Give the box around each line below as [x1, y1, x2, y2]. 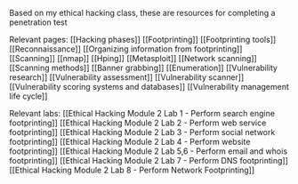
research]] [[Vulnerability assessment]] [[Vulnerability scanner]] [9, 72, 245, 83]
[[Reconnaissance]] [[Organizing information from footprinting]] [9, 44, 243, 54]
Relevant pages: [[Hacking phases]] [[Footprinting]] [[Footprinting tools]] [9, 35, 277, 44]
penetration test [9, 17, 68, 28]
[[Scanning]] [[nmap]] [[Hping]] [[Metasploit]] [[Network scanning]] [9, 53, 258, 63]
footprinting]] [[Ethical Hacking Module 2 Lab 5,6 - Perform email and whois [9, 146, 287, 156]
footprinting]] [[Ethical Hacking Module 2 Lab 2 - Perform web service [9, 117, 267, 128]
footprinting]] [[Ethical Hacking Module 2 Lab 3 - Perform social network [9, 127, 276, 137]
